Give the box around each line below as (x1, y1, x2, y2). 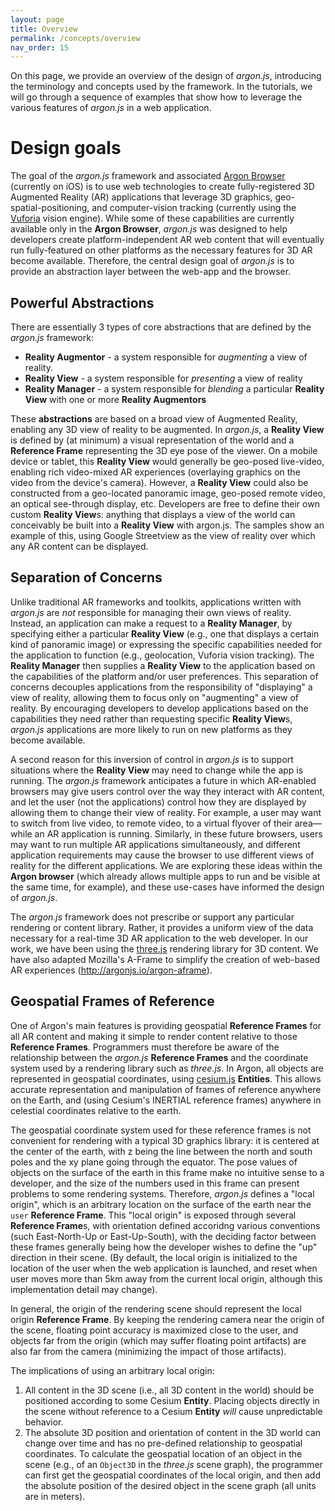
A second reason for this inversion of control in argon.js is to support (10, 753, 294, 765)
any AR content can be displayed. (10, 541, 149, 552)
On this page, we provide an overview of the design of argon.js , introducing (10, 70, 322, 82)
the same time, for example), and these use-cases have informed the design (10, 881, 325, 893)
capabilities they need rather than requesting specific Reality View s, (10, 712, 293, 725)
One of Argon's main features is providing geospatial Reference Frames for (10, 1019, 322, 1031)
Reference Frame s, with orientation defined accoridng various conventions (10, 1219, 321, 1231)
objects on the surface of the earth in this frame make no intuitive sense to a (10, 1166, 325, 1178)
